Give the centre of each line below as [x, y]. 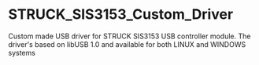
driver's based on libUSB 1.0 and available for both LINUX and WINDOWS [127, 44]
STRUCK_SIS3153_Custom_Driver [121, 14]
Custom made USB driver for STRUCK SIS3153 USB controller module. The [129, 36]
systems [22, 52]
